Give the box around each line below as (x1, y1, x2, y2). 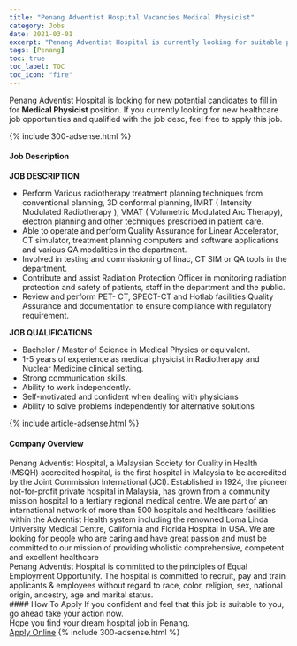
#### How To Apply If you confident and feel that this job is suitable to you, (9, 599, 285, 610)
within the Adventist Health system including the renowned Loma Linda (9, 514, 269, 525)
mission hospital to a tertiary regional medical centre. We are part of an (9, 496, 268, 506)
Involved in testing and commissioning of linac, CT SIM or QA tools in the (21, 253, 287, 264)
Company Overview (9, 438, 84, 449)
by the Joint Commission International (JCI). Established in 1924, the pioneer (9, 477, 288, 488)
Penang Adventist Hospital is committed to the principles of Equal (9, 561, 248, 572)
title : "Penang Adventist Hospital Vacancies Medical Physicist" (9, 12, 255, 22)
